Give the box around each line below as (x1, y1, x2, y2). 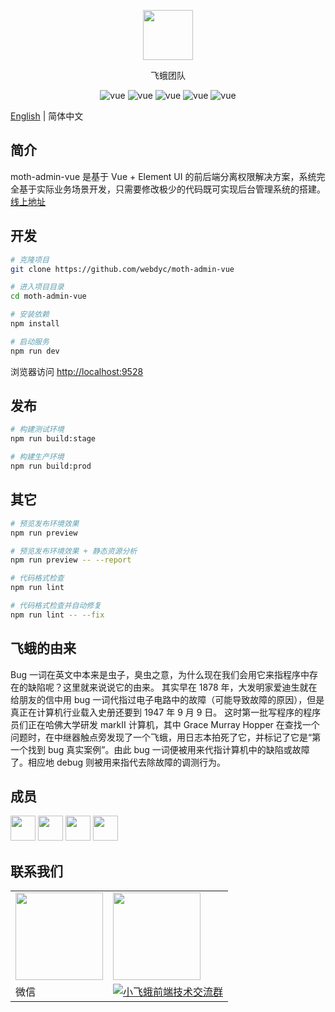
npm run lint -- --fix (10, 610, 105, 620)
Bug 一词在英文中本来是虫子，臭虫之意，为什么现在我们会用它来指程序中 (10, 668, 310, 680)
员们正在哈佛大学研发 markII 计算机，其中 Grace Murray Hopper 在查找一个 (10, 718, 320, 730)
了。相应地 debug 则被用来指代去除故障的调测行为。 (10, 756, 227, 768)
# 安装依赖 (10, 310, 50, 320)
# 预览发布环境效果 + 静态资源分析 (10, 546, 138, 556)
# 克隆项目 (10, 255, 50, 265)
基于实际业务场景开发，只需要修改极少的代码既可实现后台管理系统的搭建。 (18, 183, 326, 195)
